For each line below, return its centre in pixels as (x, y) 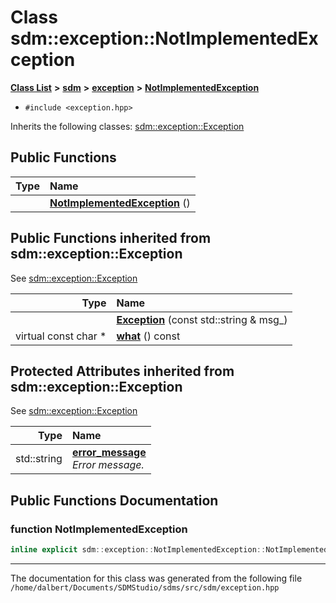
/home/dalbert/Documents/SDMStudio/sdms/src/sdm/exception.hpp (145, 587)
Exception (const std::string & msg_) (202, 319)
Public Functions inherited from (111, 238)
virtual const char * (61, 336)
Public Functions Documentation (114, 500)
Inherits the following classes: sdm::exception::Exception (127, 126)
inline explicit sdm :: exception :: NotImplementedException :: (138, 550)
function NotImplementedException (99, 529)
